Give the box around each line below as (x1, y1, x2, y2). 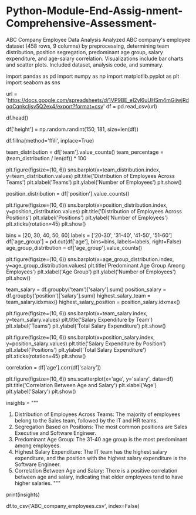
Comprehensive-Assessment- (6, 16, 157, 30)
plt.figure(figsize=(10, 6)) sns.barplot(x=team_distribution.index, (6, 166, 161, 173)
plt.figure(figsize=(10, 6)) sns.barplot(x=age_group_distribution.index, (6, 255, 174, 263)
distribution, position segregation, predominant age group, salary (6, 48, 163, 55)
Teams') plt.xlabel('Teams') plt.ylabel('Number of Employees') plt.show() (6, 179, 182, 186)
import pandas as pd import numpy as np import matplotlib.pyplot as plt (6, 72, 180, 80)
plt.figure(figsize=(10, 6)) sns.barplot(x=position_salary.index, (6, 334, 155, 341)
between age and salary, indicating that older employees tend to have (14, 473, 184, 480)
